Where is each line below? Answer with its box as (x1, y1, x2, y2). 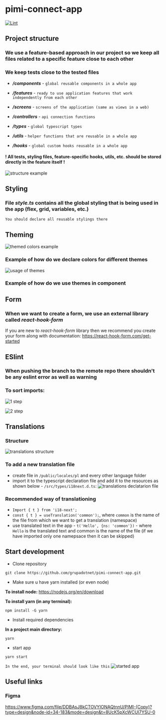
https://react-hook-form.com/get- (82, 333, 152, 339)
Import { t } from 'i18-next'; (12, 508, 78, 513)
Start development (5, 547, 65, 556)
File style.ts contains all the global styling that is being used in (5, 200, 159, 206)
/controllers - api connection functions (12, 113, 95, 119)
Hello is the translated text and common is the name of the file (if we (12, 528, 153, 534)
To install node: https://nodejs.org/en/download (5, 589, 104, 595)
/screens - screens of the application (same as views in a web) (12, 103, 150, 110)
